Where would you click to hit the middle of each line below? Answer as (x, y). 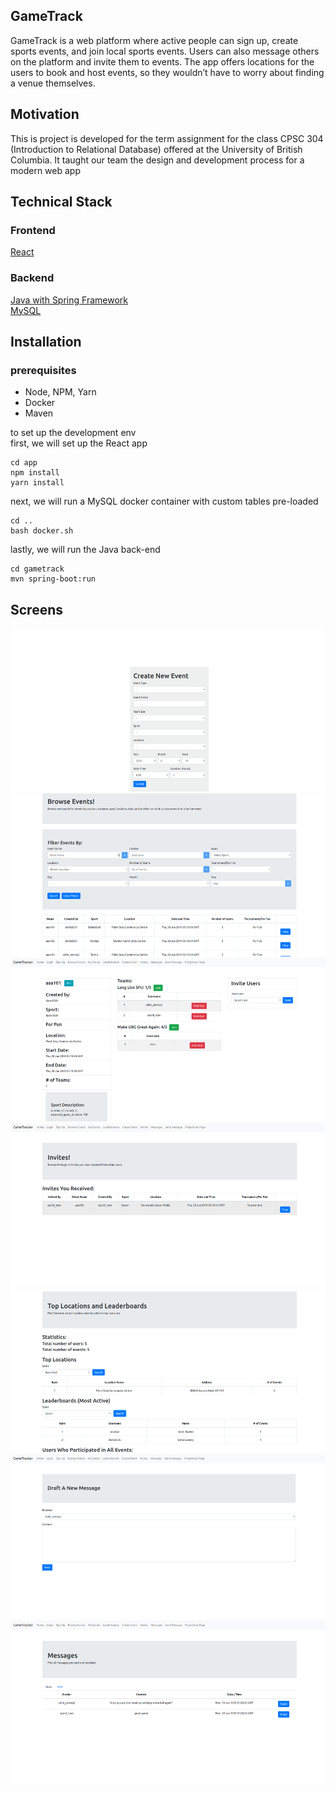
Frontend (33, 230)
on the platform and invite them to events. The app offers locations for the (162, 61)
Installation (46, 342)
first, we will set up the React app (79, 443)
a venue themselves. (53, 83)
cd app (24, 463)
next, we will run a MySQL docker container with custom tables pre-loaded (164, 501)
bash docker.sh (42, 531)
